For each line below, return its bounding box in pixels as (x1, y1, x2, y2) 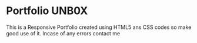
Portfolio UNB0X (6, 4, 88, 18)
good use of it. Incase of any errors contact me (6, 29, 121, 37)
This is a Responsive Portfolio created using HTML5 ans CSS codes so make (6, 24, 192, 31)
